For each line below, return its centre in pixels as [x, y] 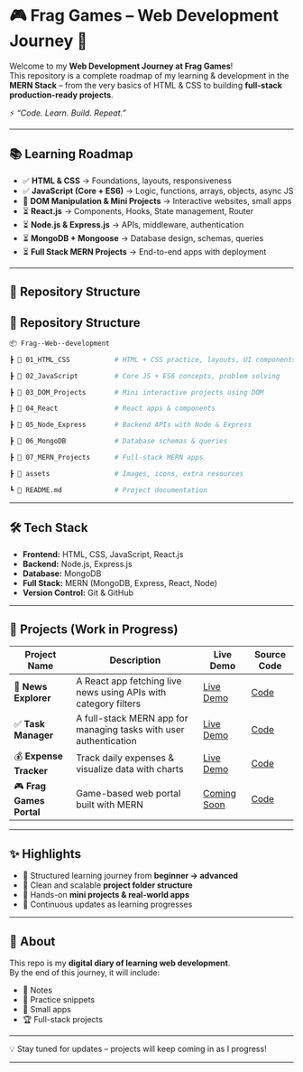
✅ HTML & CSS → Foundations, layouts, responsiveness [127, 181]
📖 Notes [37, 990]
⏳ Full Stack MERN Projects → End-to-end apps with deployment [144, 251]
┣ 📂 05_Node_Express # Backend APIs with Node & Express [131, 425]
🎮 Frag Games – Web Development [144, 16]
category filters [109, 704]
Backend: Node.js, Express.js [77, 564]
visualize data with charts [130, 769]
